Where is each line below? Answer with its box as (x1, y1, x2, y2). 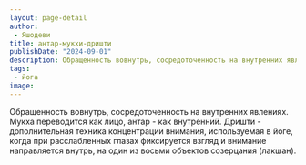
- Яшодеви (13, 30, 51, 39)
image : (9, 81, 35, 90)
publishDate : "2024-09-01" (9, 47, 112, 57)
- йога (13, 73, 39, 82)
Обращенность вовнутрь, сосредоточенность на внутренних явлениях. (9, 106, 289, 117)
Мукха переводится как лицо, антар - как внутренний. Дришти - (9, 116, 261, 127)
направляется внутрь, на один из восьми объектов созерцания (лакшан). (9, 145, 297, 156)
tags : (9, 65, 30, 74)
